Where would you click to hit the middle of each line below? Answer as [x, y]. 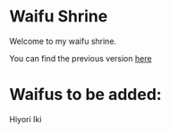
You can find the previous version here [81, 58]
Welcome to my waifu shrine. [63, 41]
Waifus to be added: [86, 95]
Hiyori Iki [25, 119]
